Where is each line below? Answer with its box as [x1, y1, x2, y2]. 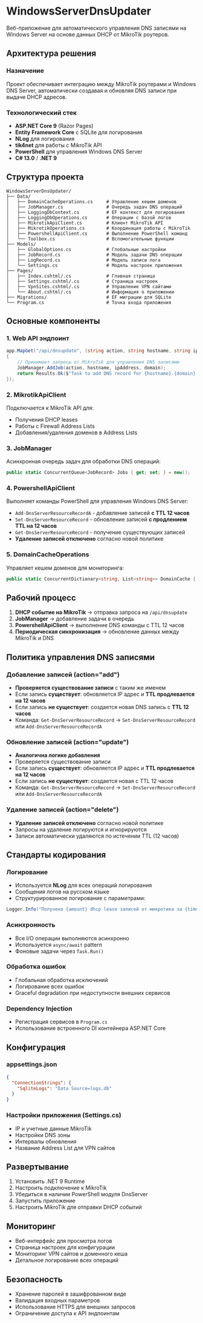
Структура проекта [6, 172, 84, 183]
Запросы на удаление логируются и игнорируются [14, 826, 147, 833]
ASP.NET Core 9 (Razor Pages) [14, 122, 94, 129]
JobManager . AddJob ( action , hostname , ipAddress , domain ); [17, 365, 166, 371]
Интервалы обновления [14, 1137, 77, 1145]
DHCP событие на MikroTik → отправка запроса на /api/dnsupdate [14, 608, 188, 616]
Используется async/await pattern [14, 941, 103, 948]
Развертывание [6, 1162, 69, 1172]
